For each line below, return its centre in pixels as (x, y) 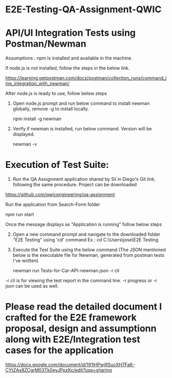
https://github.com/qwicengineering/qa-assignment (60, 195)
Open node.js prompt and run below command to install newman (81, 103)
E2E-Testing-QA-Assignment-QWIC (83, 10)
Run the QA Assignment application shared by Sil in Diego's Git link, (84, 179)
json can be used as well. (32, 286)
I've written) (25, 261)
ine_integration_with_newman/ (37, 84)
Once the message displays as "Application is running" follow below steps (84, 224)
